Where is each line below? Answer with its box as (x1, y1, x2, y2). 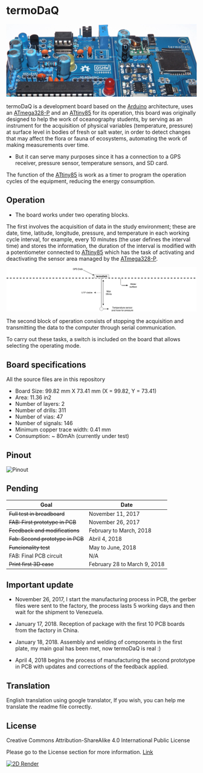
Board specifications (6, 359, 86, 370)
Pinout (6, 450, 32, 460)
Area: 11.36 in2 (14, 394, 52, 401)
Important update (6, 579, 74, 590)
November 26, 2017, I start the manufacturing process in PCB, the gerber (14, 596, 196, 603)
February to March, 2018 (88, 527, 152, 534)
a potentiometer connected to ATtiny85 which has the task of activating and (6, 249, 195, 256)
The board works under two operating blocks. (14, 211, 130, 218)
